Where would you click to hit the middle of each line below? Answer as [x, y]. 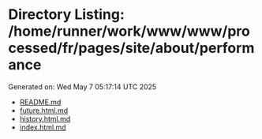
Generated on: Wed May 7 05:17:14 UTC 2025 [82, 86]
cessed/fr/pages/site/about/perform [131, 48]
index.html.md [43, 127]
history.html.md [45, 118]
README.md [40, 102]
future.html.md [44, 110]
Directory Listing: [66, 15]
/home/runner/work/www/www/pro [129, 31]
